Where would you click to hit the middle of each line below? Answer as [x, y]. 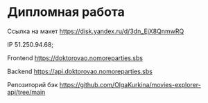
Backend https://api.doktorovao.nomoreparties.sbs [80, 71]
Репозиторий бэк [33, 84]
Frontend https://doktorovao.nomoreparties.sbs [75, 58]
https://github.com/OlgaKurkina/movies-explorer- [130, 84]
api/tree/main [26, 92]
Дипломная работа [66, 12]
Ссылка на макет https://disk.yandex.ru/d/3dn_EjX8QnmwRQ [96, 31]
